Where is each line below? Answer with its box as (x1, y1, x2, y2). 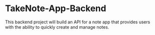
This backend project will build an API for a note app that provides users (5, 19, 151, 25)
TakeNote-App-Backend (5, 3, 107, 14)
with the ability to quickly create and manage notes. (5, 24, 109, 30)
